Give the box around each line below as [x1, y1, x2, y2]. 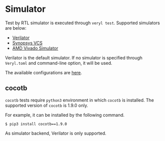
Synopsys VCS [12, 40, 43, 46]
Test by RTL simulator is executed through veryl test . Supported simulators [5, 20, 160, 26]
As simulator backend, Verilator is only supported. [5, 130, 107, 136]
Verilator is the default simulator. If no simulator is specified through [5, 54, 143, 60]
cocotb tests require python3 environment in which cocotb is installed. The [5, 97, 154, 103]
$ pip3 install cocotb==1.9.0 [5, 121, 67, 127]
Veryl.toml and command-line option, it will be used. [5, 60, 112, 66]
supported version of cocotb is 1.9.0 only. [5, 102, 89, 108]
